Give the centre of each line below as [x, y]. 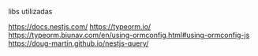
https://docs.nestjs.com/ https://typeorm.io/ [80, 26]
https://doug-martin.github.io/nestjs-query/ [79, 43]
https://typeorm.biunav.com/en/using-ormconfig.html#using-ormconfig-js [129, 35]
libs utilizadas [30, 11]
